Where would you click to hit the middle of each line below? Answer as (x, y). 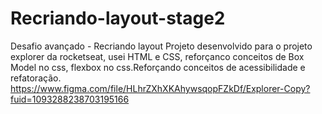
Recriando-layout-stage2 (118, 18)
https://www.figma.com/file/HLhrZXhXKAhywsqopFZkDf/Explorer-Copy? (160, 88)
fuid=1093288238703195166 (70, 99)
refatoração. (36, 78)
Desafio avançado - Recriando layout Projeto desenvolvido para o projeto (161, 46)
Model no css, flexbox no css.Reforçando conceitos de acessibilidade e (158, 67)
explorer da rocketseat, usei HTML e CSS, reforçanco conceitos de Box (157, 56)
